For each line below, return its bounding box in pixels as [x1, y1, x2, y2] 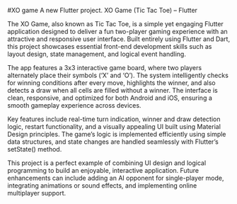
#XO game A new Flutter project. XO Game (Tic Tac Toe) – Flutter [7, 6, 198, 14]
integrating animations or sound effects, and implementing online [7, 181, 197, 190]
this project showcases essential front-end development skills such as [7, 42, 212, 50]
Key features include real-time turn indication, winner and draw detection [7, 115, 221, 123]
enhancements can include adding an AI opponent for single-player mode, [7, 174, 224, 182]
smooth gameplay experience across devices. [7, 101, 141, 109]
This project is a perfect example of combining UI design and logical [7, 159, 207, 167]
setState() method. [7, 145, 62, 153]
